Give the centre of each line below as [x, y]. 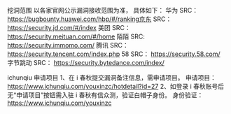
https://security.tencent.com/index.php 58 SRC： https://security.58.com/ [114, 54]
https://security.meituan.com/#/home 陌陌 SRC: [76, 36]
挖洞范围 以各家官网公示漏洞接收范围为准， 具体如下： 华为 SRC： [103, 10]
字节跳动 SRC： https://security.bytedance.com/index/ [86, 63]
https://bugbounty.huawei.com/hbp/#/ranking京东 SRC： [90, 19]
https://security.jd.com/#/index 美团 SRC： [69, 28]
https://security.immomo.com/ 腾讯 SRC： [68, 45]
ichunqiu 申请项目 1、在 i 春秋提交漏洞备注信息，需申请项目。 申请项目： [112, 78]
